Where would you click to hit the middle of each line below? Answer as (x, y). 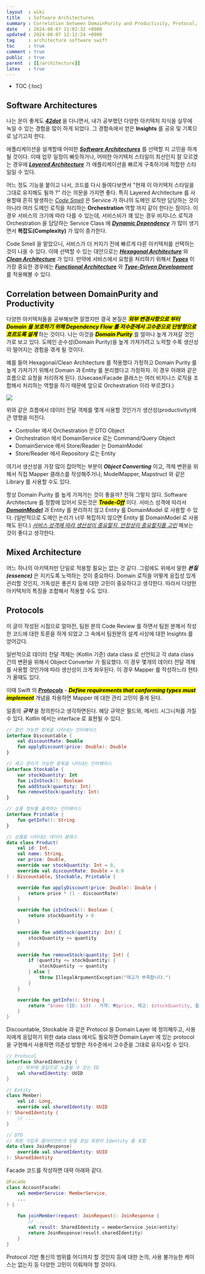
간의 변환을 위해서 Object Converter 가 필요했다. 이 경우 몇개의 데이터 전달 (95, 662)
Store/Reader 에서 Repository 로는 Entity (65, 453)
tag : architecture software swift (57, 40)
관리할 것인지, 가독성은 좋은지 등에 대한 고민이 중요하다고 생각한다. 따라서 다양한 (102, 583)
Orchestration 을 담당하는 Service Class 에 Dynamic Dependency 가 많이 (97, 223)
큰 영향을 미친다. (26, 417)
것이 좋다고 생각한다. (31, 533)
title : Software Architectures (50, 18)
